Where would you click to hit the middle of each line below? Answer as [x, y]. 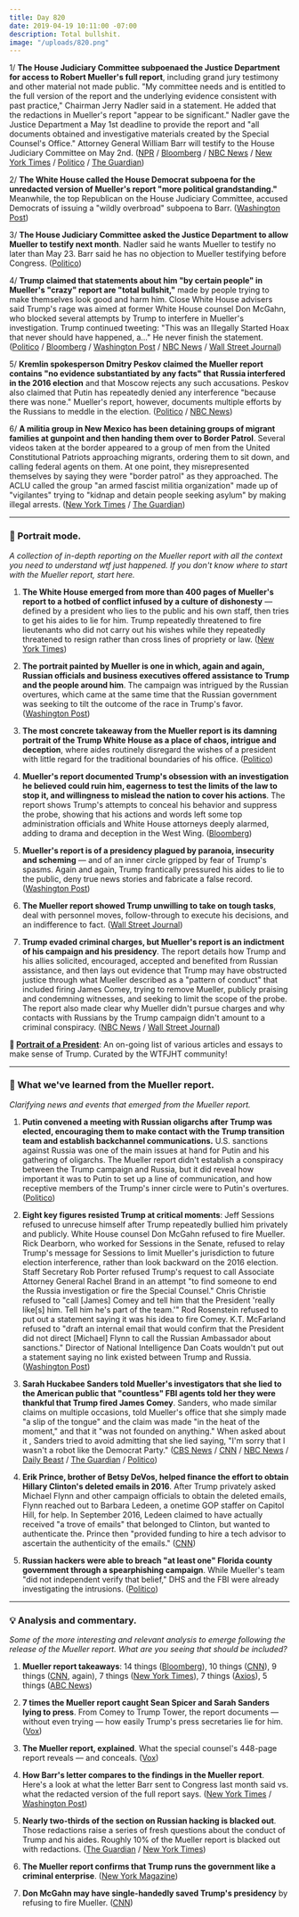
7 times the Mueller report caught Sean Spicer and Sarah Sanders [145, 1703]
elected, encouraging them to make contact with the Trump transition [153, 1131]
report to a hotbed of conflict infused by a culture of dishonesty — [147, 601]
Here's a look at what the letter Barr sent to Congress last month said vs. [155, 1785]
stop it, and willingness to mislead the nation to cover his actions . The [154, 795]
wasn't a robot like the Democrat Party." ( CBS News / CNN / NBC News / [155, 1450]
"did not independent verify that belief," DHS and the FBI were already [150, 1579]
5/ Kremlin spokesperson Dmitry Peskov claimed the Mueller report [137, 364]
